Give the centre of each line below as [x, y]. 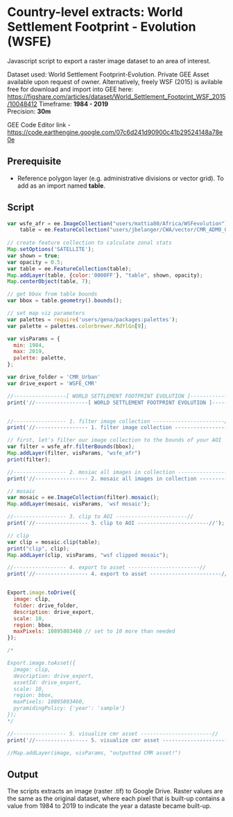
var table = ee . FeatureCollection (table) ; [69, 268]
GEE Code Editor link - [39, 124]
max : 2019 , [29, 352]
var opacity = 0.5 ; [35, 262]
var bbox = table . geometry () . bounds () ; [65, 301]
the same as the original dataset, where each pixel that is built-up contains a [116, 799]
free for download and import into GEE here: [70, 89]
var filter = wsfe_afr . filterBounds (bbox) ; [71, 447]
